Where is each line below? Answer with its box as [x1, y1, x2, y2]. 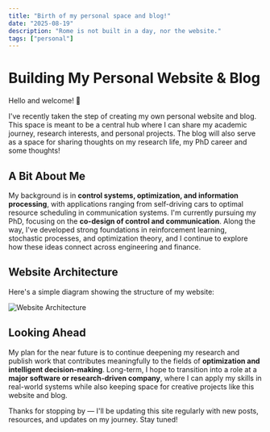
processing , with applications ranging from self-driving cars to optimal [8, 199, 244, 208]
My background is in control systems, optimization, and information [8, 191, 239, 200]
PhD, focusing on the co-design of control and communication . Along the [8, 216, 256, 226]
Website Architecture [8, 266, 118, 279]
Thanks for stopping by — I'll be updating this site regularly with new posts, [8, 405, 260, 416]
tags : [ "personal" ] [8, 34, 74, 43]
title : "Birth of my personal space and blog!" [8, 11, 172, 20]
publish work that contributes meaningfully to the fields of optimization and [8, 356, 260, 366]
